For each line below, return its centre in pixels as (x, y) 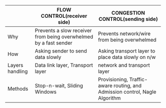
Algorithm (109, 98)
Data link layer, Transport (64, 65)
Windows (46, 92)
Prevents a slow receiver (63, 30)
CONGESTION (128, 13)
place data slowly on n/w (127, 57)
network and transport (124, 65)
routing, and (127, 85)
